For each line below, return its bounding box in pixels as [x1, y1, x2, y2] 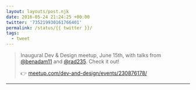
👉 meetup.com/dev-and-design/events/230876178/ [20, 70, 148, 77]
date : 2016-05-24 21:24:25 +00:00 [6, 14, 90, 20]
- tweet [11, 36, 30, 41]
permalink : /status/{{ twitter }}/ [6, 25, 93, 31]
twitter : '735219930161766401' [6, 19, 82, 25]
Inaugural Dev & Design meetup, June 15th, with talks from [20, 52, 162, 58]
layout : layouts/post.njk [6, 8, 69, 15]
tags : [6, 30, 19, 36]
